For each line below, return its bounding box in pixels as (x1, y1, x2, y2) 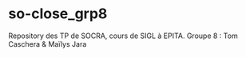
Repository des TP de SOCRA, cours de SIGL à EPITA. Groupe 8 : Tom (8, 31, 238, 40)
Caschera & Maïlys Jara (8, 39, 87, 48)
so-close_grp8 (8, 5, 108, 23)
